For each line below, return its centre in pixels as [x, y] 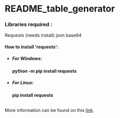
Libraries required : [28, 25]
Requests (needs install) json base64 [43, 35]
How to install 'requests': [32, 47]
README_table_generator [60, 9]
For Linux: [23, 82]
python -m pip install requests [44, 71]
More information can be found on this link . [49, 110]
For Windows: [27, 58]
